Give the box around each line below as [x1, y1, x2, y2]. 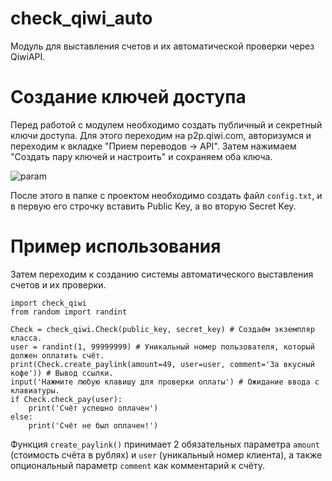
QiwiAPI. [10, 50, 46, 62]
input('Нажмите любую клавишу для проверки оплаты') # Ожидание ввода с [10, 377, 320, 387]
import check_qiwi [10, 298, 87, 308]
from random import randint [10, 307, 128, 317]
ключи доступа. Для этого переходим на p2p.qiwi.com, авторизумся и [10, 129, 312, 141]
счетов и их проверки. [10, 278, 107, 291]
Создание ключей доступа [10, 86, 247, 109]
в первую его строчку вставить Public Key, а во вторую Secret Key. [10, 200, 297, 212]
